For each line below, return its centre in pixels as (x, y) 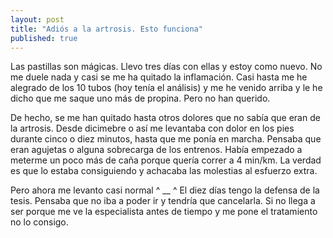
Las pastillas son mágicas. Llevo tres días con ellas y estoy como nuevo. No (166, 67)
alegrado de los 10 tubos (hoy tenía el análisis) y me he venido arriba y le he (166, 88)
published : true (44, 38)
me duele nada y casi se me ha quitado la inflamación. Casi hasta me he (159, 77)
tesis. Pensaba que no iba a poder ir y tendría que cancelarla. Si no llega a (163, 201)
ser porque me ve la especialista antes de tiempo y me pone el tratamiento (164, 212)
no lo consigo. (39, 222)
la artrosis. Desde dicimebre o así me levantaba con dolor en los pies (152, 128)
